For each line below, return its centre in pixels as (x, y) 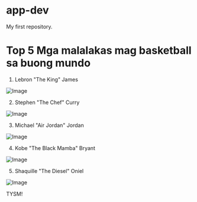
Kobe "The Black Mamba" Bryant (55, 148)
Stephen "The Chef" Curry (47, 102)
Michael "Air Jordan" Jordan (49, 125)
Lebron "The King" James (46, 79)
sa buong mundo (48, 63)
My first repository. (29, 27)
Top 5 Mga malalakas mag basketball (99, 50)
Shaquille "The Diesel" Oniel (49, 171)
